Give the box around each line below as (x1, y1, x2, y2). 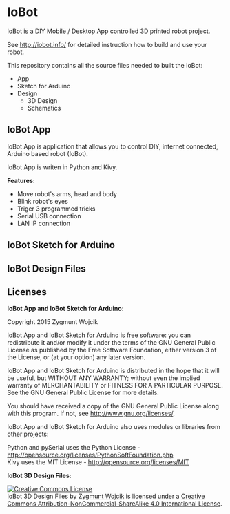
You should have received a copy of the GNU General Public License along (7, 402, 219, 410)
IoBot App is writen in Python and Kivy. (7, 163, 118, 171)
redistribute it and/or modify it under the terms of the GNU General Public (7, 339, 216, 347)
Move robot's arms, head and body (17, 189, 117, 198)
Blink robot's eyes (17, 197, 69, 205)
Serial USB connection (17, 211, 81, 220)
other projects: (7, 430, 50, 439)
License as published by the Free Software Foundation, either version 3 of (7, 346, 217, 354)
